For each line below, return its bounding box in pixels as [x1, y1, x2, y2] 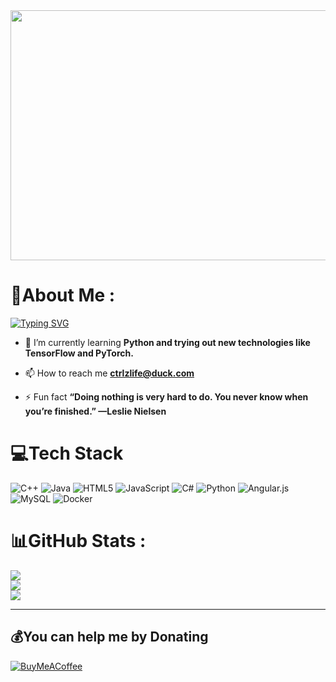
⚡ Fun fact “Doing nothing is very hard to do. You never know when [24, 390, 309, 403]
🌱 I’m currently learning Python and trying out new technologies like [24, 336, 311, 348]
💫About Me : [10, 284, 116, 307]
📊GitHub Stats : [10, 530, 147, 553]
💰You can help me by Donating [10, 629, 209, 646]
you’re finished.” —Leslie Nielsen [24, 405, 167, 417]
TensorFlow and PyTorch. [24, 347, 134, 359]
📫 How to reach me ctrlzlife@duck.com [24, 367, 195, 379]
